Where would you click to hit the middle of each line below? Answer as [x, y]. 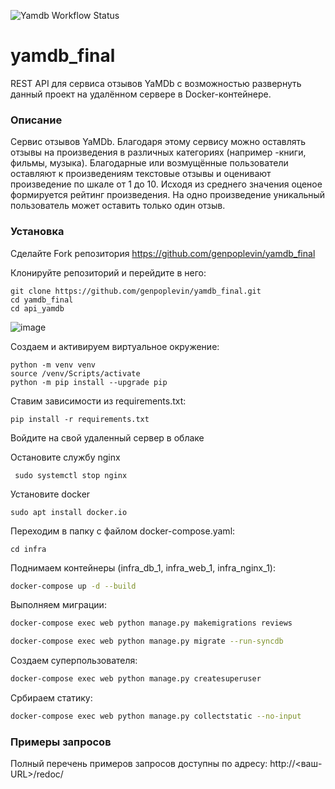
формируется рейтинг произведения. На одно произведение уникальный [168, 195]
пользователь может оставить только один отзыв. [118, 206]
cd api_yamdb [37, 308]
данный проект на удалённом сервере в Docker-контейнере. [141, 94]
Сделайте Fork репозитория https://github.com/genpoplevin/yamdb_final [163, 253]
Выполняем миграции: [58, 605]
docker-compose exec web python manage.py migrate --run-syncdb [147, 641]
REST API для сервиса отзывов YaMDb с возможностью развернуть [156, 83]
